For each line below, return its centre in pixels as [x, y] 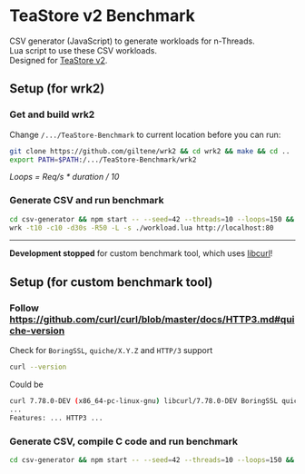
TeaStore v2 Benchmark [102, 16]
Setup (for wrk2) [57, 89]
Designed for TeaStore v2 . [59, 60]
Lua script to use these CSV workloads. [83, 50]
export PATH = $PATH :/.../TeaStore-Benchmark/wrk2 [103, 160]
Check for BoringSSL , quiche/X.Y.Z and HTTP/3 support [111, 351]
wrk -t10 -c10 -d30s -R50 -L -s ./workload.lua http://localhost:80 [142, 228]
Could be [26, 384]
